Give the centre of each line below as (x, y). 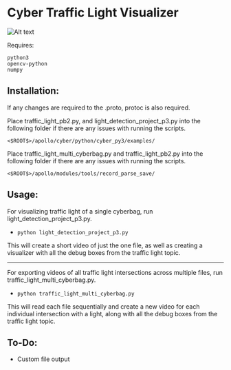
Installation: (33, 91)
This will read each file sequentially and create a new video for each (103, 306)
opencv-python (27, 63)
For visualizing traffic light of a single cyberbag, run (80, 211)
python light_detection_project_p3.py (73, 232)
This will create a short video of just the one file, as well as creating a (105, 245)
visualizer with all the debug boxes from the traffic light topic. (94, 252)
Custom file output (43, 359)
